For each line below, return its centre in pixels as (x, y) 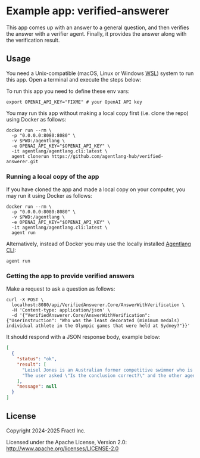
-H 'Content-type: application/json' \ (61, 310)
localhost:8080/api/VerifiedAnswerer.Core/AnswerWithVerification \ (98, 305)
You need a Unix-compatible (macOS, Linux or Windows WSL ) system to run (100, 73)
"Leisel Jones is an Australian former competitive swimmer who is (107, 370)
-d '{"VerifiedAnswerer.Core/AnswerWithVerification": (81, 316)
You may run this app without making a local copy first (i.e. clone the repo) (97, 113)
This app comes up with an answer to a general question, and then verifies (98, 27)
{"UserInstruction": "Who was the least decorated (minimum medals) (93, 321)
